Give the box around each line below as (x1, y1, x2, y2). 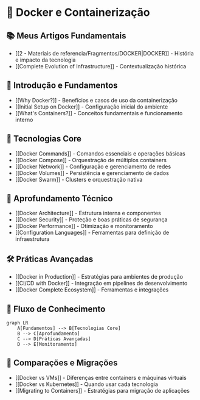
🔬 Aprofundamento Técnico (6, 193, 113, 204)
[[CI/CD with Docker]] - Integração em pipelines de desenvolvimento (15, 280, 188, 287)
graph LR (6, 320, 29, 326)
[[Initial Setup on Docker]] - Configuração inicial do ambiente (15, 103, 168, 110)
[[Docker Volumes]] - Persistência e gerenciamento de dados (15, 169, 169, 176)
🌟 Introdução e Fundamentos (6, 80, 118, 91)
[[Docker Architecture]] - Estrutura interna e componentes (15, 210, 161, 217)
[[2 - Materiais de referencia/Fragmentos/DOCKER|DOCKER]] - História (15, 50, 195, 57)
